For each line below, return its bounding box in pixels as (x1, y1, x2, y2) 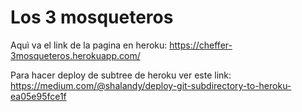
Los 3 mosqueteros (10, 6, 174, 29)
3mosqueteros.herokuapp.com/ (10, 49, 141, 61)
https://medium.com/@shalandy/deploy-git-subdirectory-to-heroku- (10, 79, 292, 91)
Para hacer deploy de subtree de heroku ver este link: (10, 69, 232, 81)
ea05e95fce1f (10, 90, 67, 102)
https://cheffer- (169, 39, 233, 51)
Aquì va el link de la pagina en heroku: (10, 39, 168, 51)
